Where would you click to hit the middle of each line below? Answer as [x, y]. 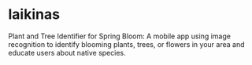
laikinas [34, 14]
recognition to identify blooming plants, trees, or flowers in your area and [127, 44]
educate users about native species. [67, 52]
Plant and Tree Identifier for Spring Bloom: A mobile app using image [119, 36]
